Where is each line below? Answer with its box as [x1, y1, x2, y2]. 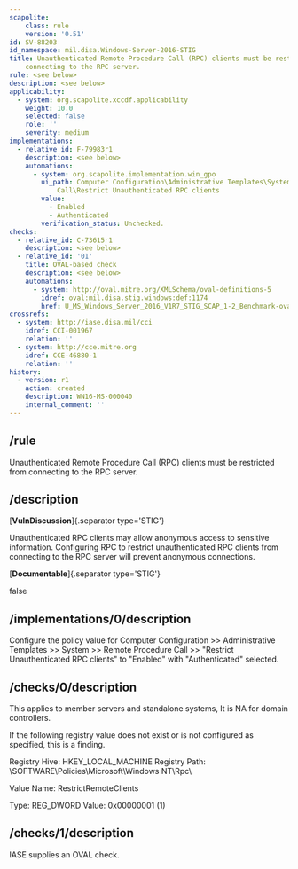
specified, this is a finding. [9, 740, 106, 749]
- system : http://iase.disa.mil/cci [17, 318, 153, 327]
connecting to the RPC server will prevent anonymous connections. [9, 552, 255, 562]
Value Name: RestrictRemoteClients [9, 783, 139, 794]
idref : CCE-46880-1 [25, 351, 98, 360]
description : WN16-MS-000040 [25, 392, 133, 402]
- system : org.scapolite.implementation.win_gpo [32, 169, 216, 178]
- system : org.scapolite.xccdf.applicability [17, 95, 189, 105]
